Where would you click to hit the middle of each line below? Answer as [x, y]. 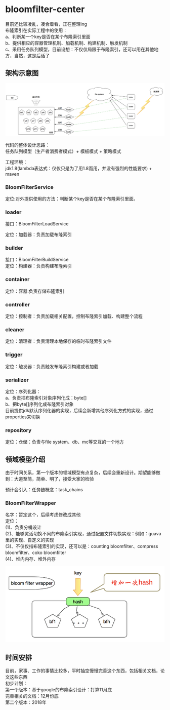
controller [18, 304]
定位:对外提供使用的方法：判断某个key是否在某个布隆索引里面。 [72, 199]
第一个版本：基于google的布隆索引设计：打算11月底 [59, 689]
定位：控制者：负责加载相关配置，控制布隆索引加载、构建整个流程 [74, 316]
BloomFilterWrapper [31, 503]
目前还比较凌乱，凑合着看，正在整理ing [46, 24]
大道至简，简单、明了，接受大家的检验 [54, 479]
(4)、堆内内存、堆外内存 [31, 559]
